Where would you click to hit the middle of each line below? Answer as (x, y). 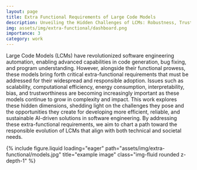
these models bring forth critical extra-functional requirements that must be (97, 74)
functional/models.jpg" (34, 154)
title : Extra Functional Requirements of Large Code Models (81, 17)
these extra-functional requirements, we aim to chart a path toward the (92, 124)
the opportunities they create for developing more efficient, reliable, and (93, 112)
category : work (25, 39)
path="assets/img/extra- (135, 148)
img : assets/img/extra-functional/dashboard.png (67, 28)
